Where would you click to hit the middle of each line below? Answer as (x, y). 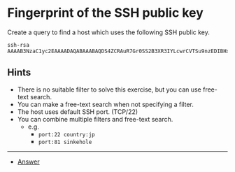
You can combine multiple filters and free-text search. (95, 119)
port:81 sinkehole (65, 142)
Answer (28, 162)
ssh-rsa (19, 45)
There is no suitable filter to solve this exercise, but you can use (109, 89)
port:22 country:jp (67, 134)
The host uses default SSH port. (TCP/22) (78, 112)
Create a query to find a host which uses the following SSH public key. (108, 32)
